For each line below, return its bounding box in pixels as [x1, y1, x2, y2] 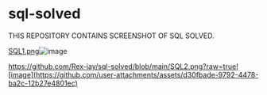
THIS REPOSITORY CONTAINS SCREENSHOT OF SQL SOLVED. [8, 31, 215, 40]
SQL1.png [8, 46, 40, 55]
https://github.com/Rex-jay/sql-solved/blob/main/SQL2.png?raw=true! [8, 61, 238, 71]
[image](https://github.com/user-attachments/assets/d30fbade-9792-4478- [8, 70, 259, 79]
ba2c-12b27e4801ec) [8, 78, 78, 88]
